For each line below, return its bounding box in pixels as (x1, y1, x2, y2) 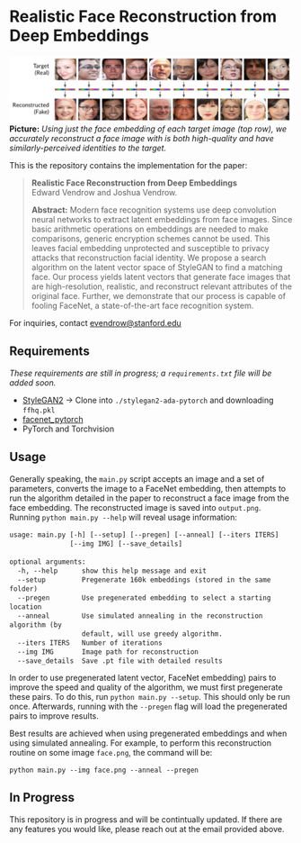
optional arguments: (9, 557, 87, 567)
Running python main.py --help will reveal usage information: (9, 512, 238, 522)
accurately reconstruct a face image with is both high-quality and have (9, 133, 274, 144)
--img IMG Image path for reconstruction (17, 647, 199, 657)
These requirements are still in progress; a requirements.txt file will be (9, 367, 272, 378)
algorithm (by (9, 620, 63, 630)
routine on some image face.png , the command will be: (9, 747, 213, 757)
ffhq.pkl (22, 405, 56, 415)
